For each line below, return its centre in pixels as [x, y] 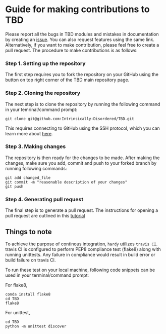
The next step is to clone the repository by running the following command [83, 104]
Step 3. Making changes [36, 146]
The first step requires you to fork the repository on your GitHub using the [82, 75]
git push [14, 187]
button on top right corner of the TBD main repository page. [67, 80]
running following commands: [36, 168]
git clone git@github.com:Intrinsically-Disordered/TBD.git [70, 119]
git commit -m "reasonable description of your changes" [66, 182]
